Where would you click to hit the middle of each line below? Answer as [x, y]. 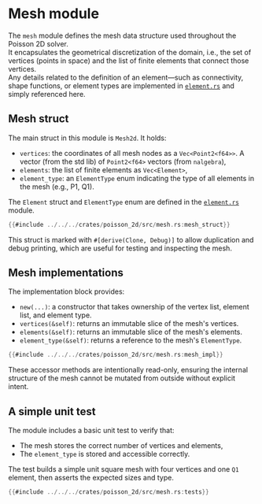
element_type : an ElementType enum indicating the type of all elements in [137, 178]
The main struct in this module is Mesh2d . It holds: [87, 138]
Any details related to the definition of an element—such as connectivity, [126, 77]
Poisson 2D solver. [39, 43]
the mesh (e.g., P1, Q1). [57, 187]
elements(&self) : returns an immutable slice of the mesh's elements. [131, 332]
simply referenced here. [47, 94]
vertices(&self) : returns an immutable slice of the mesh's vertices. [129, 324]
